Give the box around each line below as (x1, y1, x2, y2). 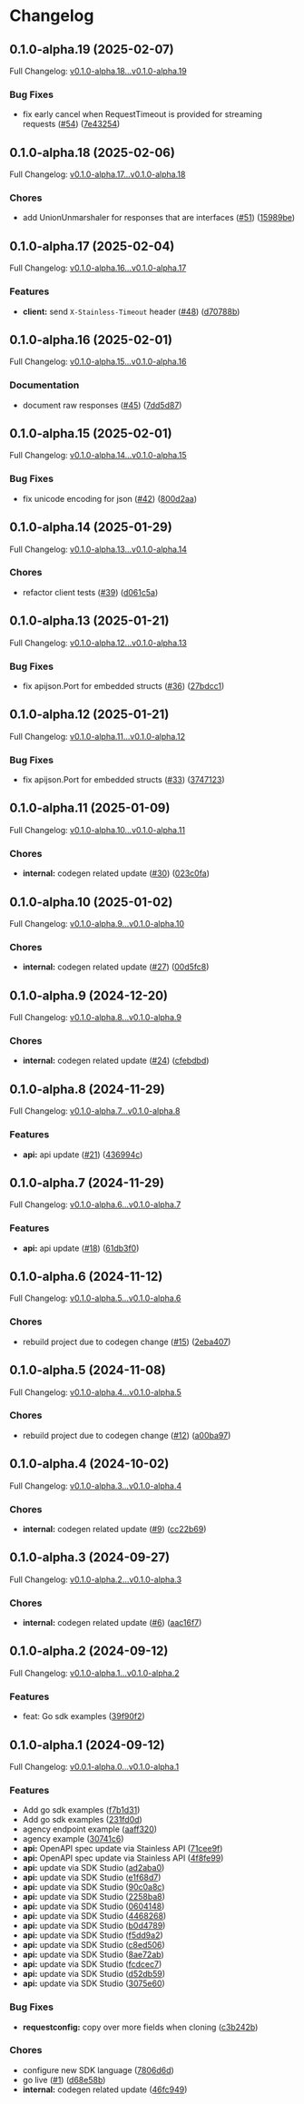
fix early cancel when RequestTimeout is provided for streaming (22, 109, 263, 120)
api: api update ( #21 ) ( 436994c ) (22, 1149, 143, 1160)
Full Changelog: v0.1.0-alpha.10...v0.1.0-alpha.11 (9, 824, 186, 835)
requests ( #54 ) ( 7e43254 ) (22, 119, 121, 130)
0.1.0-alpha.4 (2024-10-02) (9, 1456, 170, 1471)
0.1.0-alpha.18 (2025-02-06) (9, 144, 175, 160)
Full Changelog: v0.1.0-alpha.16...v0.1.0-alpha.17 (9, 262, 187, 273)
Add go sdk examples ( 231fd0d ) (22, 1814, 142, 1825)
